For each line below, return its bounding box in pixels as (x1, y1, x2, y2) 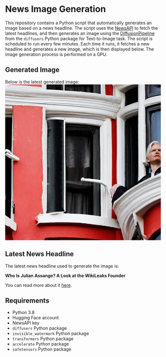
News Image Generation (5, 3, 106, 15)
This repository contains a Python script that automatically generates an (5, 20, 152, 26)
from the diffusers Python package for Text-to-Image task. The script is (5, 36, 153, 42)
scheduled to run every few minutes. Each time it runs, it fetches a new (5, 41, 150, 46)
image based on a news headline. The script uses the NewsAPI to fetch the (5, 25, 158, 31)
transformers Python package (12, 336, 74, 342)
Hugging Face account (12, 315, 59, 321)
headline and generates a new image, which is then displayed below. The (5, 46, 154, 52)
